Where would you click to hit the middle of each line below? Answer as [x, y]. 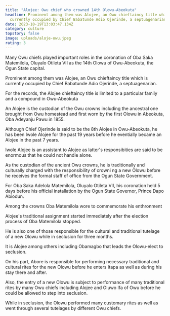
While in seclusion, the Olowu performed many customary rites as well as [82, 303]
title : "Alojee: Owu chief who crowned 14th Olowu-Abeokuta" [71, 10]
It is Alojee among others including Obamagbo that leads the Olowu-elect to [84, 246]
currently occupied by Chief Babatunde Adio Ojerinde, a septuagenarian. [81, 83]
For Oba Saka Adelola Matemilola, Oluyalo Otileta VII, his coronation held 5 [83, 185]
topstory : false [22, 33]
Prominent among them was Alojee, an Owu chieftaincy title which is [77, 78]
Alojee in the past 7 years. [32, 139]
